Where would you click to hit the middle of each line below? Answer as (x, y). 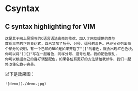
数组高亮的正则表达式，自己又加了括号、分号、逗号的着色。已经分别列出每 (68, 44)
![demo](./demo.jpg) (26, 84)
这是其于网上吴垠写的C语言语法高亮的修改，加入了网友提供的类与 (60, 38)
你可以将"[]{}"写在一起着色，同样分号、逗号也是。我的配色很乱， (62, 54)
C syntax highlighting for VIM (50, 27)
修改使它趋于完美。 (21, 64)
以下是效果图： (20, 74)
